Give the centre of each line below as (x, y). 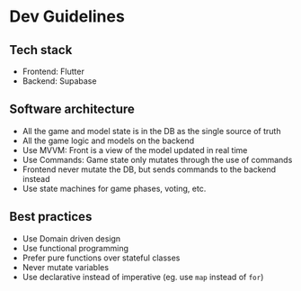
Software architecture (72, 109)
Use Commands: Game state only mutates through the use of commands (157, 159)
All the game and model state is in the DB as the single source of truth (151, 131)
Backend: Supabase (59, 81)
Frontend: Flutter (53, 71)
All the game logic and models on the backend (108, 141)
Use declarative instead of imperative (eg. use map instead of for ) (143, 277)
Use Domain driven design (71, 238)
